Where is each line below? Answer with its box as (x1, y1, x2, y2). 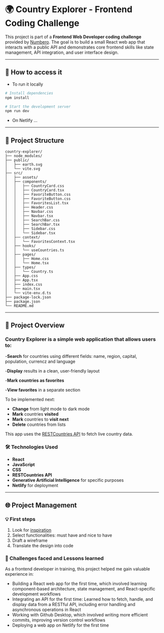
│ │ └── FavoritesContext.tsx (5, 239, 76, 244)
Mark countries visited (12, 411, 59, 417)
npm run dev (5, 109, 29, 114)
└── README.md (5, 304, 34, 308)
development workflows (12, 591, 61, 597)
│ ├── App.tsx (5, 278, 38, 283)
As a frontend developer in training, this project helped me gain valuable (5, 566, 150, 572)
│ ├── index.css (5, 282, 42, 287)
